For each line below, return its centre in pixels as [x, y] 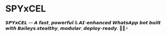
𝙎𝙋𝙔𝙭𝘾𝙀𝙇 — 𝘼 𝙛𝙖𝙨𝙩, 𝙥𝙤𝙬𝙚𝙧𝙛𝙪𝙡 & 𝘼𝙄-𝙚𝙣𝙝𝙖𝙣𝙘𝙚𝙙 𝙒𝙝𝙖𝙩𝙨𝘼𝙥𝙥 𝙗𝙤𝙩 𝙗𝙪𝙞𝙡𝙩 [83, 22]
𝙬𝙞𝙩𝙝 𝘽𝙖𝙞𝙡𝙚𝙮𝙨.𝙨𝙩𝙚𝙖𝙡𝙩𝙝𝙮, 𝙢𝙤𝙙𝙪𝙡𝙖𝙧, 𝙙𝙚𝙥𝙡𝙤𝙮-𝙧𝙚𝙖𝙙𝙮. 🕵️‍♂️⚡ [67, 28]
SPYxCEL [26, 9]
